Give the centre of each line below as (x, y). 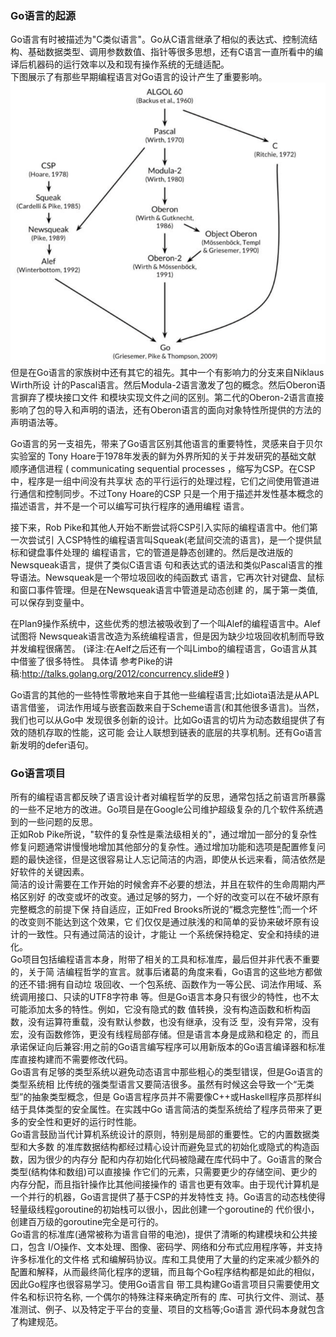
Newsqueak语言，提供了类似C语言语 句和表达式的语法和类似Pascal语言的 (162, 564)
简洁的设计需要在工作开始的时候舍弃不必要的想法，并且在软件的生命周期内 (163, 884)
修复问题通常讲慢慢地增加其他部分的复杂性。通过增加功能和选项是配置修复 (163, 847)
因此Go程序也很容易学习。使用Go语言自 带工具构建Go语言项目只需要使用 (161, 1284)
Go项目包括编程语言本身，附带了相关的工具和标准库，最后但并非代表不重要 (165, 959)
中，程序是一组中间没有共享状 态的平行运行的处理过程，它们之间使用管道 (160, 481)
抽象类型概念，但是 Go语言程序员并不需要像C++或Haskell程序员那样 (172, 1097)
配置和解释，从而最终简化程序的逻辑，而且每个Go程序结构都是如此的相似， (165, 1272)
